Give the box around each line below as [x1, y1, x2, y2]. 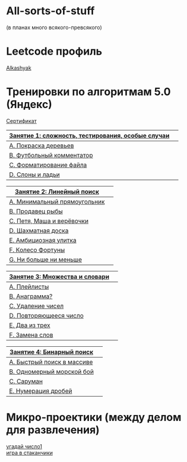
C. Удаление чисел [9, 302, 64, 310]
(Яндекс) [6, 98, 52, 111]
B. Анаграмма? [9, 292, 53, 300]
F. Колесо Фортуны [9, 245, 65, 254]
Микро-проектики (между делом [6, 411, 182, 424]
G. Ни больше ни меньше [9, 255, 82, 264]
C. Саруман [9, 377, 43, 385]
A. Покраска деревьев [9, 141, 74, 150]
